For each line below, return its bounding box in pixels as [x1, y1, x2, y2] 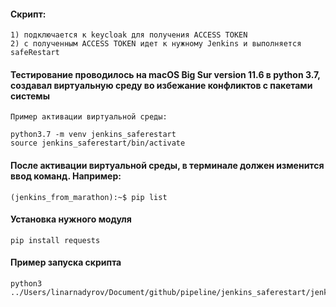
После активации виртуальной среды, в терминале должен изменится [10, 160, 325, 171]
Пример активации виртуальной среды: [10, 112, 168, 122]
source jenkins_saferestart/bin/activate [10, 138, 186, 149]
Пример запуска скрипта [10, 256, 122, 269]
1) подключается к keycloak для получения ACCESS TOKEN [10, 30, 248, 40]
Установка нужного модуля [10, 213, 132, 225]
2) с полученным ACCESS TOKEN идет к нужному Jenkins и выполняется [10, 39, 302, 49]
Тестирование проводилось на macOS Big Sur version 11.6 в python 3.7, [10, 68, 321, 80]
